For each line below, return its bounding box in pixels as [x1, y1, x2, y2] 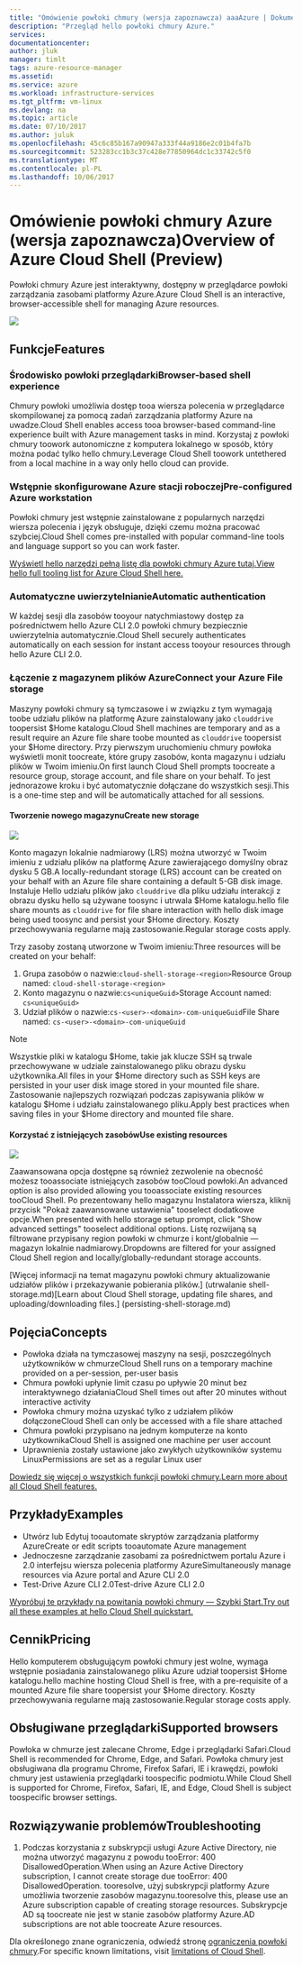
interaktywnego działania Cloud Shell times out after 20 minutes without [22, 1386, 288, 1397]
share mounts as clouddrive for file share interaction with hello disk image [9, 904, 284, 915]
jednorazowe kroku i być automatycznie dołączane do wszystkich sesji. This [9, 780, 289, 791]
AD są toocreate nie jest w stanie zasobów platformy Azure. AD [22, 1909, 255, 1920]
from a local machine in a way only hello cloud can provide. [9, 457, 229, 469]
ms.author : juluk [9, 131, 75, 140]
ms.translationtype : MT [9, 155, 99, 165]
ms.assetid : [9, 72, 54, 81]
